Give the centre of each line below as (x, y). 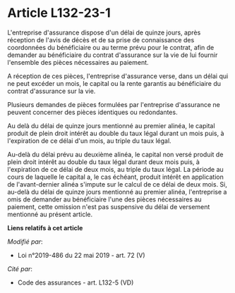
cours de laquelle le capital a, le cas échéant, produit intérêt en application (115, 177)
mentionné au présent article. (50, 214)
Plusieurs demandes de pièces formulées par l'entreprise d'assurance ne (114, 104)
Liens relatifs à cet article (45, 227)
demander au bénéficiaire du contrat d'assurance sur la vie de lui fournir (113, 55)
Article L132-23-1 (59, 13)
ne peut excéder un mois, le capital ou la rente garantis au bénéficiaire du (114, 83)
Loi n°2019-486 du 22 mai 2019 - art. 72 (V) (82, 255)
